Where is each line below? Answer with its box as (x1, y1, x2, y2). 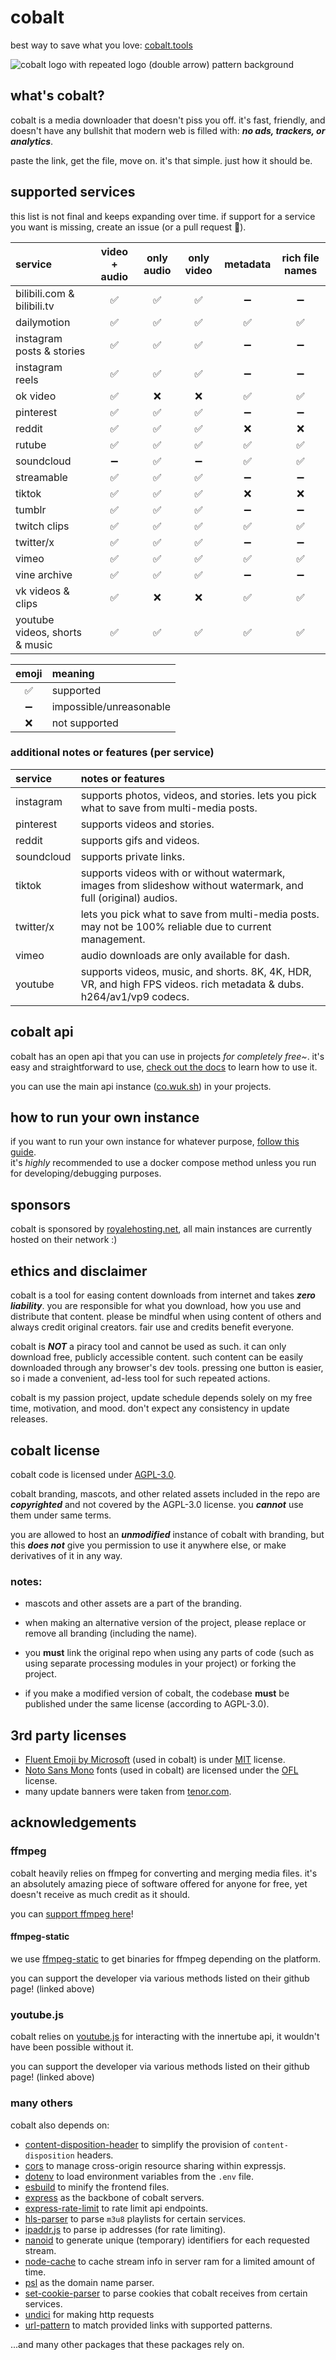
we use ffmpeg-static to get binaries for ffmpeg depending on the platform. (10, 1952, 321, 1965)
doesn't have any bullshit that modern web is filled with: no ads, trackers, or (10, 124, 326, 136)
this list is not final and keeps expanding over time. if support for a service (10, 210, 316, 222)
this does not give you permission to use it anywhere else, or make (10, 1539, 287, 1551)
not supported (51, 716, 119, 730)
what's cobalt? (10, 87, 105, 105)
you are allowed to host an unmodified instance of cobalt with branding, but (10, 1528, 325, 1540)
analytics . (10, 135, 54, 147)
